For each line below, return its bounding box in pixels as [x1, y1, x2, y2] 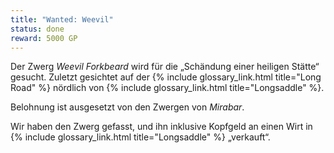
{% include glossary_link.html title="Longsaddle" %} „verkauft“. [10, 131, 271, 143]
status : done [10, 24, 65, 34]
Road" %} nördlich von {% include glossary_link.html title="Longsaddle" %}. [10, 82, 325, 94]
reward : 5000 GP [10, 33, 78, 43]
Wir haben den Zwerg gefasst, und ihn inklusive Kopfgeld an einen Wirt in [10, 121, 313, 133]
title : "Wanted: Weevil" [10, 14, 114, 25]
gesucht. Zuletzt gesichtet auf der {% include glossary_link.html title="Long [10, 71, 322, 83]
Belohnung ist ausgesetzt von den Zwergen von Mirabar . [10, 101, 245, 113]
